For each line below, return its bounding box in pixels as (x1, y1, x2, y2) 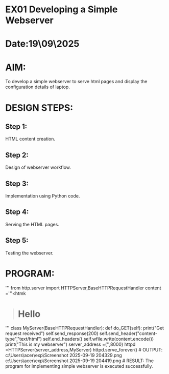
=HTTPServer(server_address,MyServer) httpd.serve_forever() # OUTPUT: (5, 347, 163, 353)
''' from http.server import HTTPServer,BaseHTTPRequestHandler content (5, 285, 162, 291)
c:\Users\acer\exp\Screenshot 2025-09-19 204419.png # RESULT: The (5, 358, 154, 364)
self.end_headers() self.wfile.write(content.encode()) (42, 336, 154, 342)
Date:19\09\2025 (5, 38, 80, 50)
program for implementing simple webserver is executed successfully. (5, 363, 153, 369)
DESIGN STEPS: (5, 102, 74, 113)
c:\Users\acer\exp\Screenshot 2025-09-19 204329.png (5, 352, 123, 359)
